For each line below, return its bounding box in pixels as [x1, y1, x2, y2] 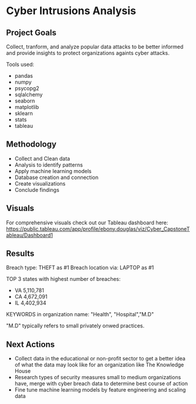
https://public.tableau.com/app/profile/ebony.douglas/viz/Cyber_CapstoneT [6, 225, 190, 232]
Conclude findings [14, 186, 60, 193]
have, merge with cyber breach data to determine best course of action [14, 380, 188, 387]
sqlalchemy [14, 91, 43, 98]
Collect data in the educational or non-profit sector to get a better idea [14, 355, 185, 362]
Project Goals [6, 28, 57, 38]
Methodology [6, 140, 57, 150]
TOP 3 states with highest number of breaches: [6, 276, 121, 283]
